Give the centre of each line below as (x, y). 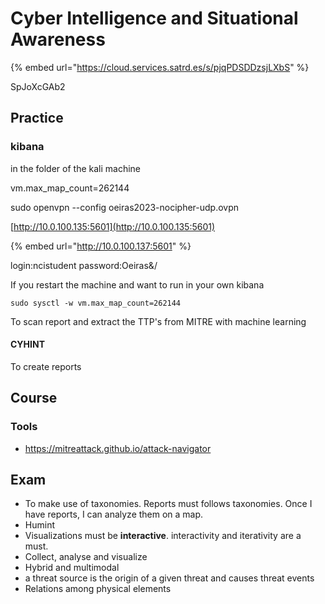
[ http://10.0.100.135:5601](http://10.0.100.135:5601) (113, 226)
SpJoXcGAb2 (38, 86)
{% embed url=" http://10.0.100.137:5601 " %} (101, 246)
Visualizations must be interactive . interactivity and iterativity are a (163, 536)
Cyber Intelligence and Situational (154, 18)
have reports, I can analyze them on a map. (114, 514)
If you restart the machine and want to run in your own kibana (137, 284)
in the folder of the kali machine (76, 168)
